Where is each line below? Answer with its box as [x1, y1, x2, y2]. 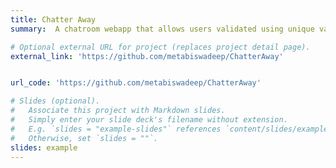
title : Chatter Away [10, 14, 97, 25]
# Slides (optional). [10, 96, 101, 106]
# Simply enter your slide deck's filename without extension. [10, 115, 288, 125]
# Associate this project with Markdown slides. [10, 106, 226, 116]
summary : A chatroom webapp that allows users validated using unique [10, 24, 315, 34]
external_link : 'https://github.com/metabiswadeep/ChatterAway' [10, 51, 284, 61]
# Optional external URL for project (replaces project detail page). [10, 42, 311, 52]
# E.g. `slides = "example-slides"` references [10, 124, 222, 134]
